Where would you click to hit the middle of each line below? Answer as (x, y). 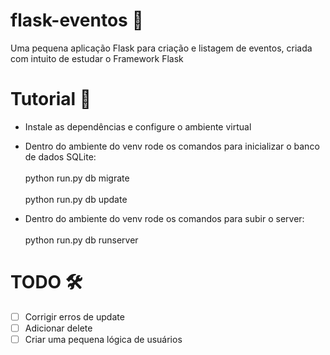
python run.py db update (76, 199)
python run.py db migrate (77, 178)
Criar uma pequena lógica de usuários (103, 339)
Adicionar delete (58, 328)
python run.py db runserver (81, 240)
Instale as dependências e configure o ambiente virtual (138, 126)
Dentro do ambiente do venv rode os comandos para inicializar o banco (172, 146)
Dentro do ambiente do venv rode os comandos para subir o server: (164, 218)
